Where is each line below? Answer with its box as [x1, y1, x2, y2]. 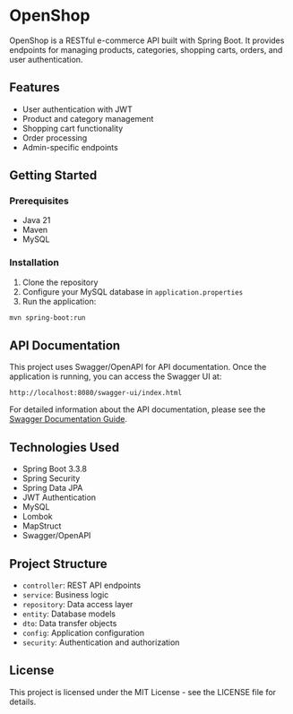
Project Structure [9, 556, 108, 572]
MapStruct [22, 520, 62, 531]
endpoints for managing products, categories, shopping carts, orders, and [9, 44, 283, 55]
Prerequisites [9, 194, 69, 207]
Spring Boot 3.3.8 [22, 463, 88, 475]
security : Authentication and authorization [22, 637, 180, 648]
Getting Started [9, 168, 98, 184]
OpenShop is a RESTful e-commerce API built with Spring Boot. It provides [9, 35, 285, 46]
